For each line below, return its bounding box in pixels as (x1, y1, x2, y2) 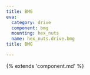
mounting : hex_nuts (11, 30, 59, 36)
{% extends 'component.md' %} (6, 62, 84, 69)
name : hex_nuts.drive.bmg (11, 36, 75, 42)
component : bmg (11, 25, 49, 31)
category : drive (11, 19, 51, 25)
